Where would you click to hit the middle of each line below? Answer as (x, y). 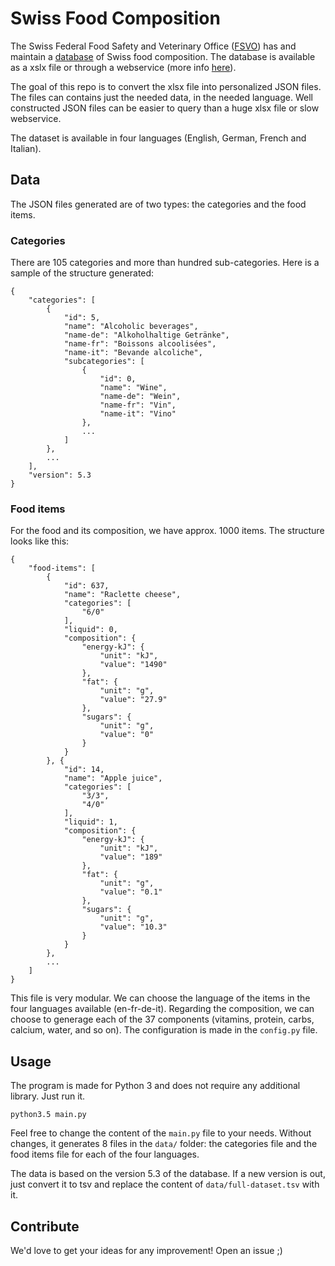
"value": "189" (131, 857)
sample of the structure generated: (82, 273)
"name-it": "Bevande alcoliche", (133, 353)
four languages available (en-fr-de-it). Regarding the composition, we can (162, 1009)
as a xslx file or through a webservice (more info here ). (123, 67)
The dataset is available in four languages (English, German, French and (158, 138)
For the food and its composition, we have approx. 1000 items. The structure (167, 531)
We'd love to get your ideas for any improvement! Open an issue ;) (146, 1250)
